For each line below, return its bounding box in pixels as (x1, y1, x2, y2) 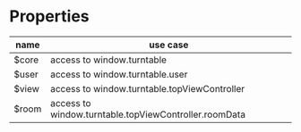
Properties (9, 6, 90, 27)
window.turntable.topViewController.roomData (50, 108, 246, 120)
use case (149, 38, 189, 51)
